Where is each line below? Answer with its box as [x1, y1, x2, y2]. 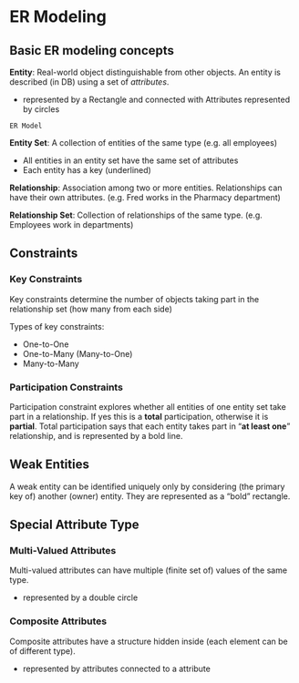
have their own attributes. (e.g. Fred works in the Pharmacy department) [9, 192, 281, 202]
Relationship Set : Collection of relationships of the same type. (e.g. [9, 209, 263, 220]
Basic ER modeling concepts [9, 43, 175, 58]
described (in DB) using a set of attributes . [9, 76, 170, 87]
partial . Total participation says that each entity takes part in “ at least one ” [9, 421, 291, 432]
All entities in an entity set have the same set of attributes [22, 155, 239, 166]
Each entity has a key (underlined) [22, 165, 152, 175]
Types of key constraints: [9, 321, 105, 331]
